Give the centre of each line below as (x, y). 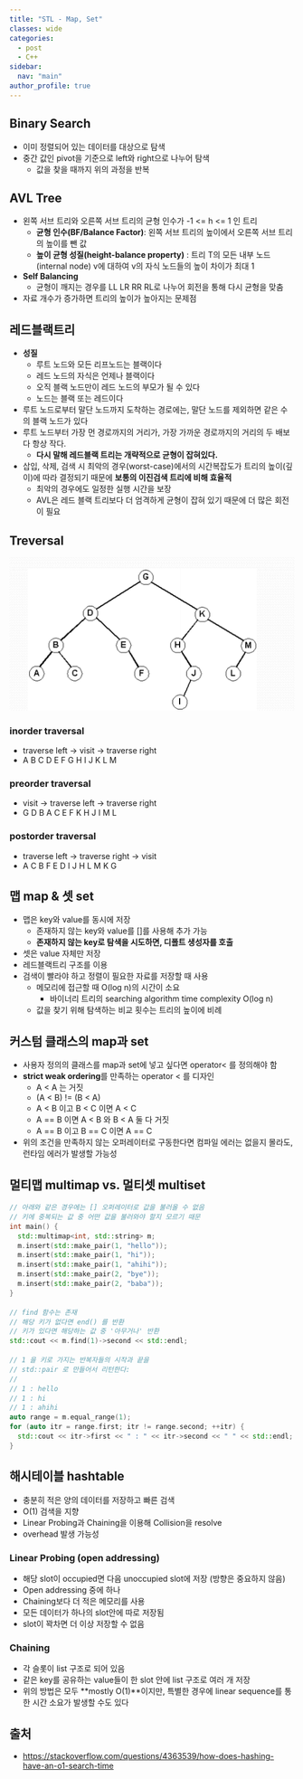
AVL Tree (36, 198)
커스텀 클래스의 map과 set (79, 1041)
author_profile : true (50, 86)
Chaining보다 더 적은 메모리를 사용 (84, 1601)
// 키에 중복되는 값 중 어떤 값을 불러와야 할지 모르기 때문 (105, 1216)
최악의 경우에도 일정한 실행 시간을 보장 (104, 489)
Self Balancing (50, 277)
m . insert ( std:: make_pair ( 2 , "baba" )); (91, 1284)
